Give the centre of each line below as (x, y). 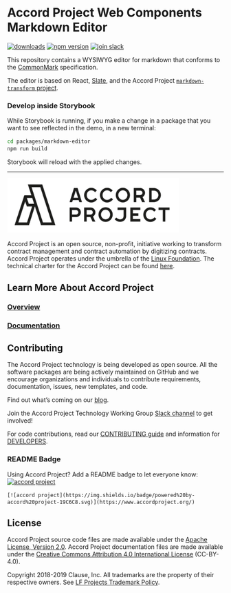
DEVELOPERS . (27, 441)
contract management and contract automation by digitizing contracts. (107, 251)
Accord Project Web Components (105, 13)
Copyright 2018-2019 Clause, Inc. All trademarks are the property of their (111, 575)
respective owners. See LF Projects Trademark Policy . (84, 582)
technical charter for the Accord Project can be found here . (91, 266)
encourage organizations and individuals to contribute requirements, (104, 379)
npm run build (27, 149)
